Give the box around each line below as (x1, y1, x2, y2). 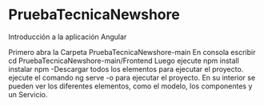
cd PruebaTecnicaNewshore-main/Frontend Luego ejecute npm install (8, 56, 240, 65)
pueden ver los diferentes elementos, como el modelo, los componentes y (8, 81, 253, 91)
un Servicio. (8, 89, 48, 99)
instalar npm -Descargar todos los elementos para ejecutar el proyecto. (8, 64, 244, 73)
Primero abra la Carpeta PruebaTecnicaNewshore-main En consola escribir (8, 47, 256, 57)
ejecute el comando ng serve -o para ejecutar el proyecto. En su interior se (8, 73, 256, 82)
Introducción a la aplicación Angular (8, 32, 127, 41)
